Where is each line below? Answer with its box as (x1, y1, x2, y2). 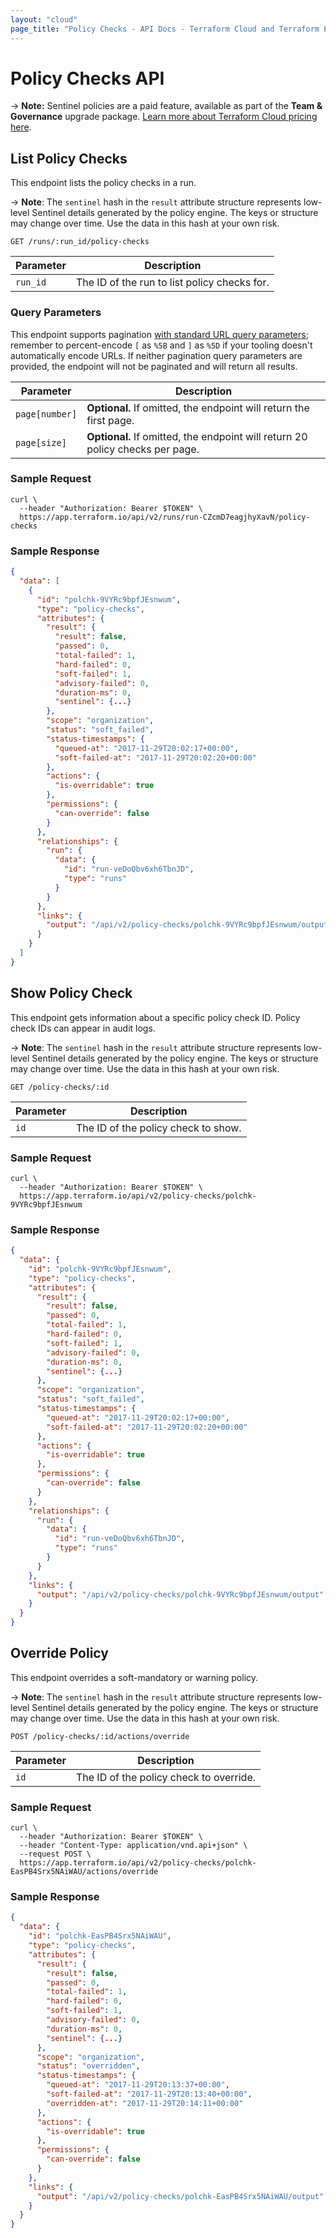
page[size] (15, 437, 67, 448)
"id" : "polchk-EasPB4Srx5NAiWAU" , (28, 1931, 172, 1941)
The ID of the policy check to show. (75, 1121, 242, 1135)
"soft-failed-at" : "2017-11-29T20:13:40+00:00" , (46, 2089, 253, 2100)
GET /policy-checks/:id (10, 1082, 110, 1092)
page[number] (15, 408, 78, 420)
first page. (86, 413, 135, 427)
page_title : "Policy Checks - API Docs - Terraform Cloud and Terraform (10, 24, 320, 34)
